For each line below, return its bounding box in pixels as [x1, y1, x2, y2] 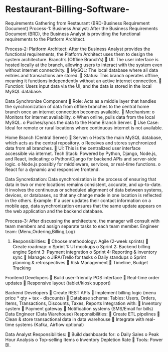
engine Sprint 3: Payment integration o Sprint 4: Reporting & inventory [12, 249, 157, 255]
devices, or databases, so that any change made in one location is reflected [5, 192, 162, 198]
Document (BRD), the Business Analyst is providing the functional [5, 31, 140, 37]
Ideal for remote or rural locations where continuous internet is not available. [5, 124, 163, 131]
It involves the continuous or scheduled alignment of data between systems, [5, 187, 163, 193]
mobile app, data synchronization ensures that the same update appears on [5, 203, 161, 209]
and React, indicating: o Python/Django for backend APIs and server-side [5, 155, 157, 161]
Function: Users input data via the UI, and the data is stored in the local [5, 83, 152, 89]
